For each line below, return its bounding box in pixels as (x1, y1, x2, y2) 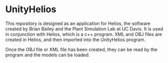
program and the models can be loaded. (5, 52, 90, 58)
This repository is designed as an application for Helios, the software (5, 20, 151, 26)
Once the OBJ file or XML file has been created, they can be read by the (5, 46, 158, 52)
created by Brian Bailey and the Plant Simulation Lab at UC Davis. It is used (5, 25, 163, 31)
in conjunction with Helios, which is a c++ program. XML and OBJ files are (5, 31, 162, 37)
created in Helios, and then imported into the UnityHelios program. (5, 37, 146, 43)
